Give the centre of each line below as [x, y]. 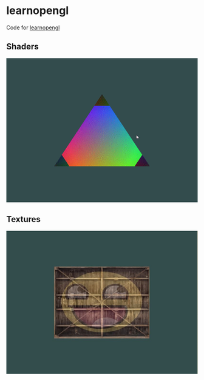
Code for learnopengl [33, 27]
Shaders [23, 47]
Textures [24, 219]
